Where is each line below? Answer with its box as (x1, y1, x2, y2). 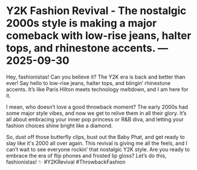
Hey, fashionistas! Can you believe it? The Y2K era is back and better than (6, 73, 186, 80)
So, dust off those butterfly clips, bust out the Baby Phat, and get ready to (6, 133, 185, 140)
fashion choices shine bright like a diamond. (6, 122, 113, 129)
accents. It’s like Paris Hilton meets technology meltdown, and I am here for (6, 86, 189, 93)
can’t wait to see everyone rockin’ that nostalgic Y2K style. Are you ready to (6, 145, 190, 153)
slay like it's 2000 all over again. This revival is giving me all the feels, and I (6, 140, 188, 147)
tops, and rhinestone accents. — (6, 42, 169, 55)
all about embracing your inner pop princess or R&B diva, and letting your (6, 115, 184, 123)
